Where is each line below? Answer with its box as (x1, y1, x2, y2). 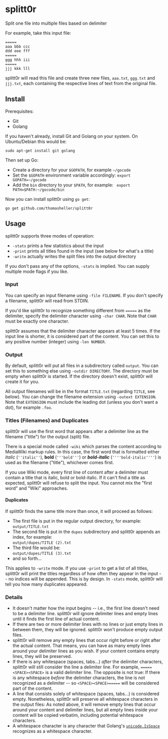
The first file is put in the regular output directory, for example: (12, 518, 141, 524)
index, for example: (12, 534, 53, 540)
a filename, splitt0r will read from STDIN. (5, 298, 89, 304)
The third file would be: (12, 545, 61, 551)
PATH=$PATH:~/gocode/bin (12, 187, 65, 192)
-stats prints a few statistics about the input (12, 243, 104, 249)
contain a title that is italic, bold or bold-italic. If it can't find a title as (5, 475, 145, 481)
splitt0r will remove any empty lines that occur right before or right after (12, 637, 161, 643)
